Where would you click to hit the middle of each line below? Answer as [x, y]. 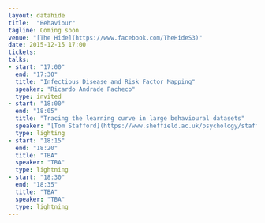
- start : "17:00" [37, 67]
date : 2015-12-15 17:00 [47, 45]
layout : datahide [37, 15]
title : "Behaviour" [42, 23]
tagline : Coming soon [44, 30]
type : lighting [40, 133]
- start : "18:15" [37, 140]
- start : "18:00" [37, 104]
